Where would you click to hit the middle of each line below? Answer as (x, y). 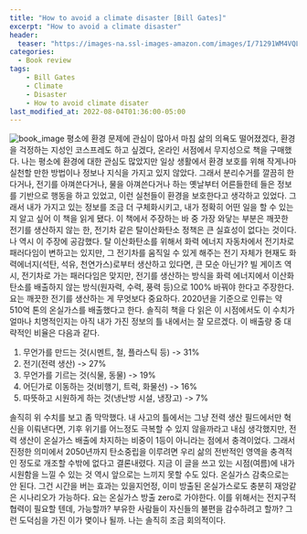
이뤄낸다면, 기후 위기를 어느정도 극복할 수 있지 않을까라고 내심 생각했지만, (157, 429)
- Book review (44, 60)
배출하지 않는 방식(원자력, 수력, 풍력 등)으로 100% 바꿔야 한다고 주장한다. (164, 287)
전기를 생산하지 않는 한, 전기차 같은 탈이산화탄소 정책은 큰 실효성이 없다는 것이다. (153, 230)
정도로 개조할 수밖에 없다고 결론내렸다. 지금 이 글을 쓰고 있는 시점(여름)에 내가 (157, 464)
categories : (32, 52)
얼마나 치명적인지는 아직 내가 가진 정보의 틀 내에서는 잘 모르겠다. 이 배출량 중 (146, 322)
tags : (20, 69)
